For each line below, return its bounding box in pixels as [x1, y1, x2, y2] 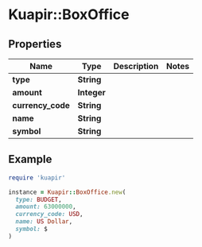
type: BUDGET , [15, 195, 62, 203]
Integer [77, 87, 106, 98]
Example [8, 152, 52, 166]
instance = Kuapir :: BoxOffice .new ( [8, 188, 126, 196]
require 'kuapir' [8, 173, 66, 182]
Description [113, 61, 159, 71]
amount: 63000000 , [15, 203, 77, 211]
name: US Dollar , [15, 218, 73, 226]
